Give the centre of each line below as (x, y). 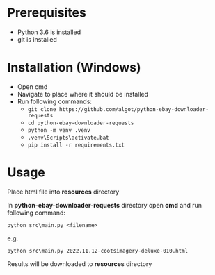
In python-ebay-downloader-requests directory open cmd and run (105, 205)
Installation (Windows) (74, 68)
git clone (42, 109)
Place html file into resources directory (63, 192)
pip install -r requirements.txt (76, 145)
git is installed (37, 39)
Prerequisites (47, 13)
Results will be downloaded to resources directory (80, 264)
